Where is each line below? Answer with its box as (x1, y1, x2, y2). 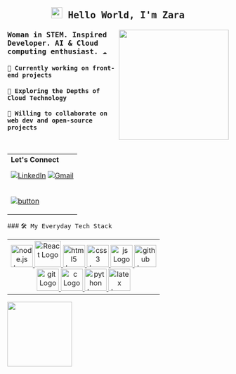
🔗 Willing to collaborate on (7, 110, 107, 118)
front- (92, 64, 115, 72)
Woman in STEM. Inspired (7, 30, 107, 39)
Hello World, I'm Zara (67, 10, 185, 21)
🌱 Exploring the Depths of (7, 87, 100, 95)
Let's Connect (11, 154, 60, 164)
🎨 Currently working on (7, 64, 89, 72)
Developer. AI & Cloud (7, 39, 98, 48)
